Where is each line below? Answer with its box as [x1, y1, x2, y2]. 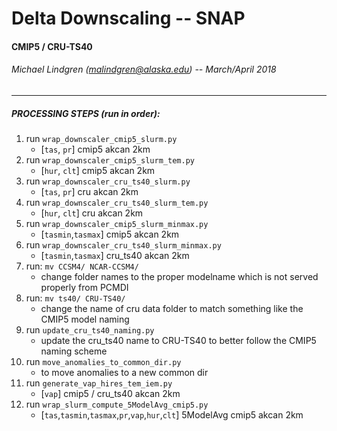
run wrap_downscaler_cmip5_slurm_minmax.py [25, 217, 209, 229]
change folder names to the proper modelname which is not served [40, 270, 319, 282]
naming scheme [40, 345, 108, 357]
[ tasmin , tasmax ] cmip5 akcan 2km [40, 228, 180, 240]
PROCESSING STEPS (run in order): [11, 107, 161, 119]
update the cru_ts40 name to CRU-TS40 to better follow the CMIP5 [40, 334, 317, 346]
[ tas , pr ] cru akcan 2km [40, 185, 139, 197]
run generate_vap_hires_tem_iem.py [25, 377, 173, 389]
